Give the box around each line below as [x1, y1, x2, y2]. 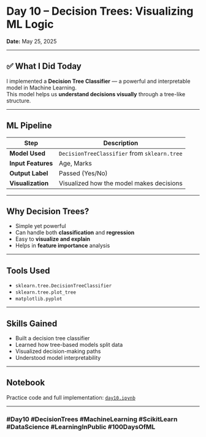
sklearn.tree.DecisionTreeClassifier [15, 283, 112, 289]
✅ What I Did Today [6, 61, 82, 72]
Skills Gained [6, 318, 58, 329]
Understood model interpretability [15, 354, 101, 361]
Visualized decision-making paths [15, 348, 101, 355]
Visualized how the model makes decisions [59, 179, 183, 188]
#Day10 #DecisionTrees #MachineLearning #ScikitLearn [6, 415, 178, 424]
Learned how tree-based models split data [15, 341, 123, 348]
